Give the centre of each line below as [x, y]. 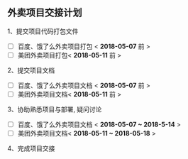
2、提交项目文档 [31, 70]
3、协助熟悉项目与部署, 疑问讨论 [55, 109]
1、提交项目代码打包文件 [43, 31]
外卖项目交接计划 [45, 13]
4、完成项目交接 [31, 148]
